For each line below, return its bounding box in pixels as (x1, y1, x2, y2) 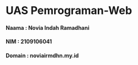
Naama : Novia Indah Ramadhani (5, 24, 89, 31)
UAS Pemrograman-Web (5, 4, 133, 18)
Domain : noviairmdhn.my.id (5, 52, 79, 59)
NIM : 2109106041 (5, 38, 52, 46)
